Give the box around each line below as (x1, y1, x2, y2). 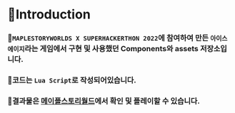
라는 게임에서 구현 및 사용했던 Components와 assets (24, 44, 199, 54)
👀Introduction (7, 6, 91, 23)
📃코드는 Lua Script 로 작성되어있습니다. (7, 75, 137, 85)
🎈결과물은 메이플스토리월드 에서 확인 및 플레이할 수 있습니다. (7, 96, 200, 106)
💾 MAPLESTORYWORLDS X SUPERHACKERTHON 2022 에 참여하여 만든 (7, 33, 209, 43)
